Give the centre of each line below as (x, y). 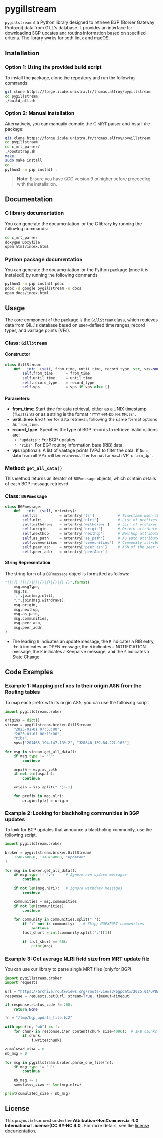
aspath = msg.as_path (35, 770)
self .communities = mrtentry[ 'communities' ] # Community (82, 543)
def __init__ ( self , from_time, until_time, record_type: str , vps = (83, 369)
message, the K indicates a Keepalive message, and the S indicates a (81, 652)
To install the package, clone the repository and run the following (70, 78)
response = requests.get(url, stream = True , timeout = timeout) (68, 996)
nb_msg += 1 (26, 1080)
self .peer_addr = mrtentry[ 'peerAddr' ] (65, 552)
